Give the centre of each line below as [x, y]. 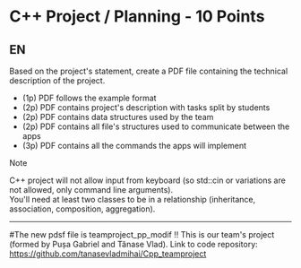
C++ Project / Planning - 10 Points [137, 17]
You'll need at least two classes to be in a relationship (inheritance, [133, 199]
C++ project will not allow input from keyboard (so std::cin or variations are [148, 180]
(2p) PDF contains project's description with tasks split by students [146, 108]
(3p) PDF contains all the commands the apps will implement [134, 146]
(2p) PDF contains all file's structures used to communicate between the [156, 126]
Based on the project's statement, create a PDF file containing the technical [149, 71]
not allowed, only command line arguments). [91, 190]
